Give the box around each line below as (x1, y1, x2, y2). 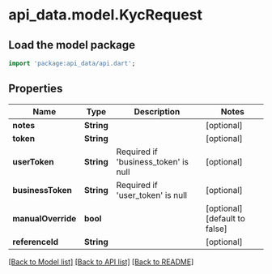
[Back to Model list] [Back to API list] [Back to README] (8, 257, 194, 267)
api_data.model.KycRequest (8, 6, 203, 24)
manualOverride (12, 212, 77, 224)
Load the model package (8, 38, 136, 52)
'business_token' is (116, 156, 189, 167)
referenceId (12, 236, 59, 247)
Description (134, 105, 181, 117)
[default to (205, 212, 245, 224)
